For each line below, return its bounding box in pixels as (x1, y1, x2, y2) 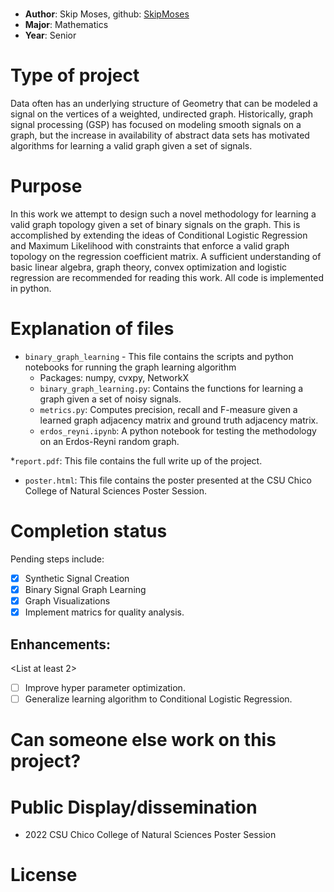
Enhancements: (10, 636, 112, 653)
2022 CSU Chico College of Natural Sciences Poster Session (24, 829, 277, 841)
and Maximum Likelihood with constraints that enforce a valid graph (10, 240, 290, 252)
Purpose (10, 175, 83, 198)
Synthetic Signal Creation (24, 572, 130, 584)
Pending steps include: (10, 553, 105, 565)
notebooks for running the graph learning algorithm (24, 361, 237, 373)
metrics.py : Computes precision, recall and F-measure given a (39, 404, 298, 415)
